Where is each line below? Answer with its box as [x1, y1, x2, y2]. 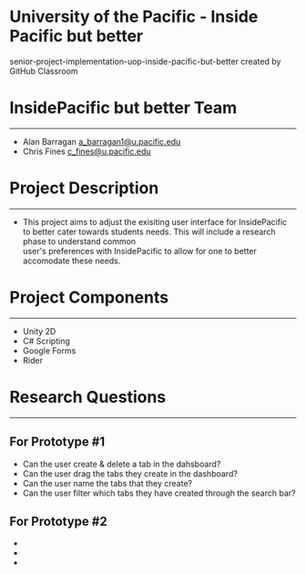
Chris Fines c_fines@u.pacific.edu [22, 146, 152, 157]
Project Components [9, 287, 169, 307]
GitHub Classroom [9, 66, 78, 77]
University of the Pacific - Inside [9, 6, 259, 27]
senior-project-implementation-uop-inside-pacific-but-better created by [9, 56, 281, 67]
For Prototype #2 [9, 513, 107, 529]
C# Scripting [22, 335, 71, 346]
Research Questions [9, 386, 167, 407]
